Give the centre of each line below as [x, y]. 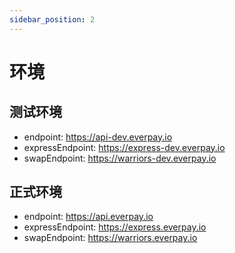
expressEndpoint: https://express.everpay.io [115, 227]
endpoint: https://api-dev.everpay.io [98, 137]
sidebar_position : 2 [52, 19]
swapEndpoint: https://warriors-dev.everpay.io [120, 158]
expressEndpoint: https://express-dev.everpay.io [124, 147]
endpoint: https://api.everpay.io [88, 217]
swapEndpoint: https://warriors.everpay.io [110, 238]
